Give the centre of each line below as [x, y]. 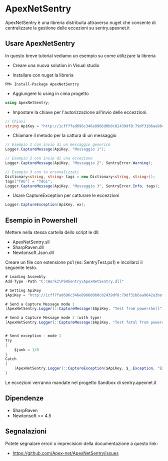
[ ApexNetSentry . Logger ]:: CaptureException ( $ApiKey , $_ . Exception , [85, 368]
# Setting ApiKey [23, 290]
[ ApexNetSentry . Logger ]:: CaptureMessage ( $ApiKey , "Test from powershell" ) [85, 309]
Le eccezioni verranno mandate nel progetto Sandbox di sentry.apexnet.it [81, 382]
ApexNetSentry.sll [31, 242]
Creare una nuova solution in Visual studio [56, 65]
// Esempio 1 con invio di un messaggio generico [58, 145]
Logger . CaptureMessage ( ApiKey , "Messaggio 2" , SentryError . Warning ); [79, 163]
